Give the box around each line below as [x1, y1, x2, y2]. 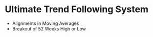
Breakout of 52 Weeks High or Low [12, 25, 86, 31]
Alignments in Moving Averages [12, 20, 79, 26]
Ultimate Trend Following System [5, 4, 149, 15]
